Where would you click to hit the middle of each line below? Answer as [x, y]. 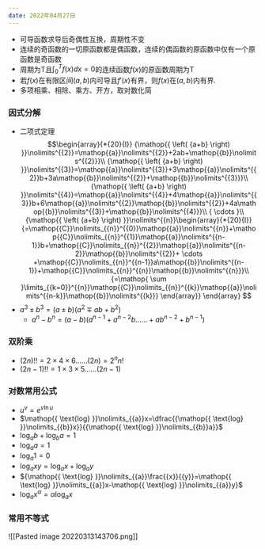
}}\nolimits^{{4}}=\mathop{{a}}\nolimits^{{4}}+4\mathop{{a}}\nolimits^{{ [139, 195]
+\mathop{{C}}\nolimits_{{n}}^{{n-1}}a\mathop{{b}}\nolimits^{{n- [139, 262]
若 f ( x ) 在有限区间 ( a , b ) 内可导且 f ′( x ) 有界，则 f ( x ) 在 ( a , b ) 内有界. [117, 81]
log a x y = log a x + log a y [57, 467]
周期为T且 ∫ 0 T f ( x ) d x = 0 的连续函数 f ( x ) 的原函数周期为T [107, 69]
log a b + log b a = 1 [48, 436]
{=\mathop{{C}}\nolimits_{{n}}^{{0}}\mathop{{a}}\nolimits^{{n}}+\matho [139, 229]
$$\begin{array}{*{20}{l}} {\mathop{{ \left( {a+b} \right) [139, 144]
